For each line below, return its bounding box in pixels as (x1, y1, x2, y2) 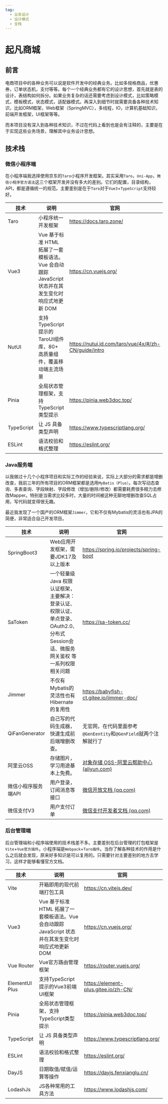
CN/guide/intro (69, 346, 104, 353)
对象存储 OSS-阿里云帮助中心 (82, 759, 152, 766)
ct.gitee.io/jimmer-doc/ (82, 694, 137, 701)
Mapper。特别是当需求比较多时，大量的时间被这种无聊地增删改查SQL (9, 492, 152, 498)
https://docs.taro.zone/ (69, 218, 123, 225)
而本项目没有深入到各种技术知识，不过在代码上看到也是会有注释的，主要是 (5, 122, 158, 128)
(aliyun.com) (82, 766, 112, 773)
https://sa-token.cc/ (82, 619, 130, 626)
